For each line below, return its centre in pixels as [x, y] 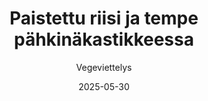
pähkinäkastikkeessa [104, 39]
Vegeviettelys [104, 67]
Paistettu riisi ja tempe [104, 18]
